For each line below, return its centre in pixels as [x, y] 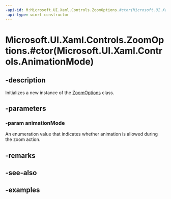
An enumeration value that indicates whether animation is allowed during [82, 134]
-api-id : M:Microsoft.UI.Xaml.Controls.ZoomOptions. [62, 10]
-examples [23, 190]
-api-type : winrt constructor [37, 15]
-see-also [21, 173]
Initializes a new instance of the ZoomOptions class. [60, 93]
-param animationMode [35, 123]
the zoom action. [23, 139]
